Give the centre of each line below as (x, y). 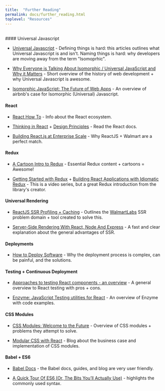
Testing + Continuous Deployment (41, 271)
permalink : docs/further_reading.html (45, 14)
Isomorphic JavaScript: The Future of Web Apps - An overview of (79, 89)
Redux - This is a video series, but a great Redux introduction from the (84, 184)
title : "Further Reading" (33, 10)
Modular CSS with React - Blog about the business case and (74, 341)
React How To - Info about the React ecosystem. (62, 117)
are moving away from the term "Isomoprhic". (59, 59)
